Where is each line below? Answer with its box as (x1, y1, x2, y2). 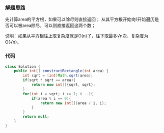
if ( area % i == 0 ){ (31, 96, 71, 101)
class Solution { (5, 64, 41, 69)
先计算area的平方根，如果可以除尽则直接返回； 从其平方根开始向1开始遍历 (5, 16, 155, 23)
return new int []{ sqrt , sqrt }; (31, 82, 96, 87)
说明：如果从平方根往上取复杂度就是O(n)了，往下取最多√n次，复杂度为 (5, 33, 149, 39)
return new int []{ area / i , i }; (40, 101, 107, 106)
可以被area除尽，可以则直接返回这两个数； (9, 23, 96, 28)
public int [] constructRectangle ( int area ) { (14, 69, 109, 74)
